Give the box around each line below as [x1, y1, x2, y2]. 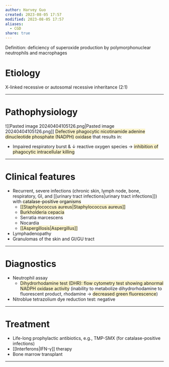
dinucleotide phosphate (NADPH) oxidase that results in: [5, 134, 122, 140]
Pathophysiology [5, 107, 78, 118]
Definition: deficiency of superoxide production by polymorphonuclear [5, 45, 151, 50]
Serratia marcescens [20, 214, 63, 220]
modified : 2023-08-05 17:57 [5, 17, 64, 22]
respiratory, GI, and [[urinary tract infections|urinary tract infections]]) [12, 193, 157, 199]
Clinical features [5, 171, 75, 182]
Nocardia [20, 220, 39, 226]
